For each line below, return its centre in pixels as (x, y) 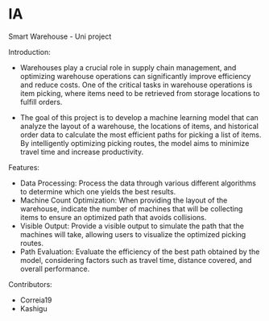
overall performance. (55, 269)
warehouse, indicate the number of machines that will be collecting (131, 208)
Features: (24, 167)
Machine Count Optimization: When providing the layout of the (124, 200)
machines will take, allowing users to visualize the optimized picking (133, 234)
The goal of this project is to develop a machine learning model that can (139, 117)
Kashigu (33, 308)
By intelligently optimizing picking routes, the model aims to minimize (134, 143)
